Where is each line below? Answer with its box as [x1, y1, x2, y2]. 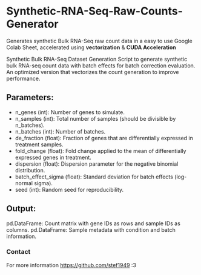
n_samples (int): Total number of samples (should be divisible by [15, 115, 176, 122]
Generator [6, 17, 59, 31]
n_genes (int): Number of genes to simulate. [15, 108, 125, 116]
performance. [6, 75, 41, 82]
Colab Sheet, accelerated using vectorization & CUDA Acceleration [6, 44, 177, 51]
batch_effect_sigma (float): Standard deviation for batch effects [15, 173, 174, 180]
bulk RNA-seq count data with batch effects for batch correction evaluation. [6, 62, 196, 69]
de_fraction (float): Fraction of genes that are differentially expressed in [15, 134, 194, 141]
